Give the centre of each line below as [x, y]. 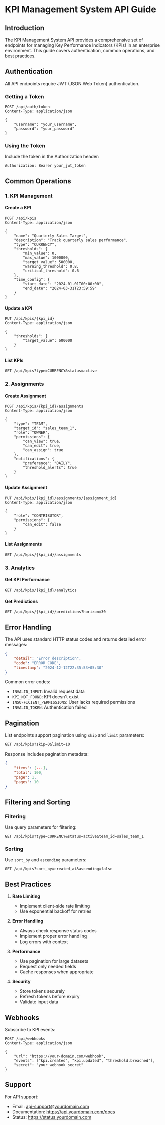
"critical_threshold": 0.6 [51, 271]
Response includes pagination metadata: [47, 754]
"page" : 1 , [25, 777]
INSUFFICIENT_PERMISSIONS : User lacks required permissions [74, 702]
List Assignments [24, 544]
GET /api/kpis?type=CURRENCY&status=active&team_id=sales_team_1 [74, 836]
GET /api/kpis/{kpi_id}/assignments [43, 555]
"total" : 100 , [29, 772]
